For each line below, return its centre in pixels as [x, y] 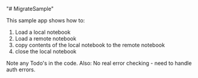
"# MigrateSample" [30, 9]
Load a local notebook [43, 32]
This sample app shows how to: [46, 20]
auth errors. [21, 70]
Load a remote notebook [46, 38]
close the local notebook [46, 51]
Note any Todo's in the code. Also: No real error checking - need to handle [99, 63]
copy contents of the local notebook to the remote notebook [90, 45]
